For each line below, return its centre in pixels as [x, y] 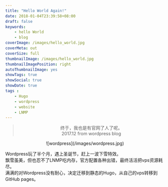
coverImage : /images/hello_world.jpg [45, 43]
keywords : [16, 27]
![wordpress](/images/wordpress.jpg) [85, 143]
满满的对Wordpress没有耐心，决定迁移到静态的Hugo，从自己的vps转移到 [81, 173]
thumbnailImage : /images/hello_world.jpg [50, 59]
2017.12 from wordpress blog [91, 134]
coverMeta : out [21, 48]
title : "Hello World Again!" [36, 11]
